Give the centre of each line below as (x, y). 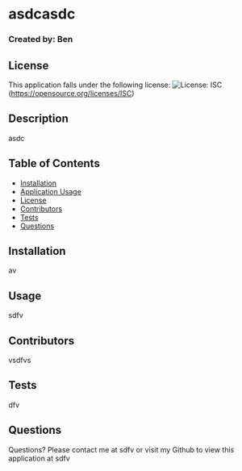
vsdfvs (20, 360)
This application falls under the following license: (90, 85)
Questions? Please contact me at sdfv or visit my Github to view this (121, 449)
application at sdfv (39, 458)
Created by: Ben (41, 40)
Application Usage (51, 191)
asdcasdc (42, 14)
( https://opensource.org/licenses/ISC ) (71, 93)
